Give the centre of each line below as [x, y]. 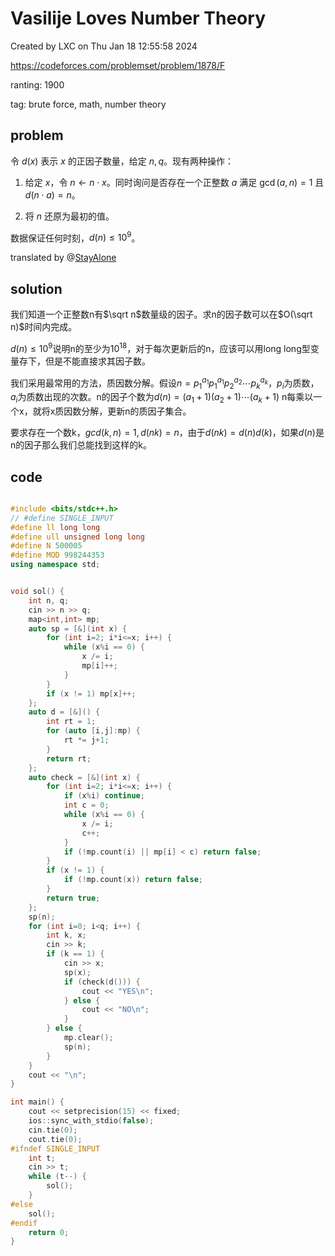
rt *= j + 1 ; [86, 740]
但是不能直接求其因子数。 [97, 361]
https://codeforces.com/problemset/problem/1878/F [118, 65]
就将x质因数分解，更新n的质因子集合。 [112, 411]
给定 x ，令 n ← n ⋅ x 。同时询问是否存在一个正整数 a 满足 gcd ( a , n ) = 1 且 [174, 182]
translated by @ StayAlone [63, 258]
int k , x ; [66, 935]
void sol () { [37, 592]
